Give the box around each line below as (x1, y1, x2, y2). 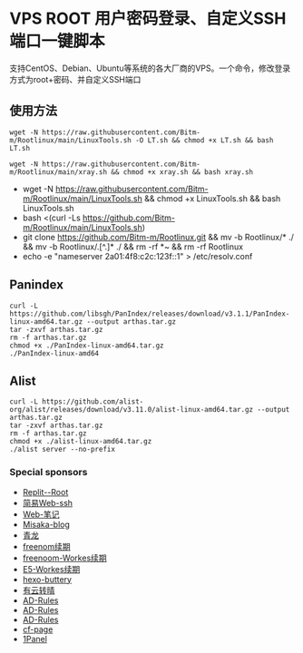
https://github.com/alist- (42, 397, 144, 406)
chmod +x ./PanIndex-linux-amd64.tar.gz (9, 341, 165, 350)
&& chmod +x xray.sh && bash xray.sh (110, 167, 254, 177)
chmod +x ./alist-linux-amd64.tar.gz (9, 437, 152, 446)
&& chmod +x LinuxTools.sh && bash (143, 192, 281, 204)
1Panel (22, 633, 48, 644)
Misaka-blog (22, 519, 71, 530)
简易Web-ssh (22, 497, 73, 508)
